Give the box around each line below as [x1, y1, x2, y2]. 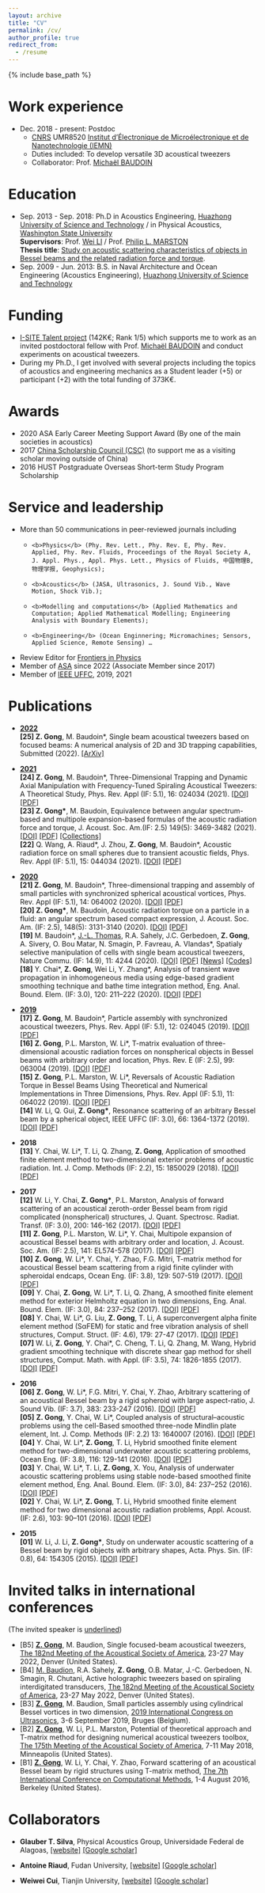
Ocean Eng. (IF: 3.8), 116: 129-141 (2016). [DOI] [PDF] [19, 1454, 192, 1464]
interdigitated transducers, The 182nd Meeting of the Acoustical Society [19, 1682, 255, 1691]
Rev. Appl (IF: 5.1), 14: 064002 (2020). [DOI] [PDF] [19, 897, 184, 906]
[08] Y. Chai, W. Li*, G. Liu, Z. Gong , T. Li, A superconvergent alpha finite [19, 1313, 257, 1322]
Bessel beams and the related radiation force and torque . [19, 253, 206, 263]
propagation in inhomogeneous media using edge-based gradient [19, 973, 235, 982]
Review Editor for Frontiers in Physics [19, 652, 142, 662]
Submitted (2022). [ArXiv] [19, 749, 104, 758]
